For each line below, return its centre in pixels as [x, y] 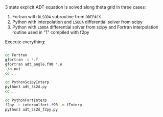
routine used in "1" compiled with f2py [51, 32]
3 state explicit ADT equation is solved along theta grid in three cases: [76, 7]
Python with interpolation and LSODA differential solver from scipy [77, 22]
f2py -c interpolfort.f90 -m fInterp [44, 105]
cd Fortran [16, 55]
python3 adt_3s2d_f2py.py [31, 109]
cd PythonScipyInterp [27, 82]
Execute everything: [25, 42]
